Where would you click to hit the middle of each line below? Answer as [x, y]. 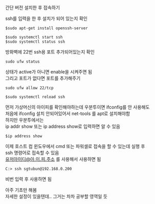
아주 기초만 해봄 [21, 190]
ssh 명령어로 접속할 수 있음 [32, 153]
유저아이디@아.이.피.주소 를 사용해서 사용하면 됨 [53, 159]
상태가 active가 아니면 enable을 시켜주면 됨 [49, 72]
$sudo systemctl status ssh [35, 42]
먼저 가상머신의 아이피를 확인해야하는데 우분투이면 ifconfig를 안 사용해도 [77, 107]
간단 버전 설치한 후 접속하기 [33, 7]
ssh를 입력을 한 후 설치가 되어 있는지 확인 [47, 18]
